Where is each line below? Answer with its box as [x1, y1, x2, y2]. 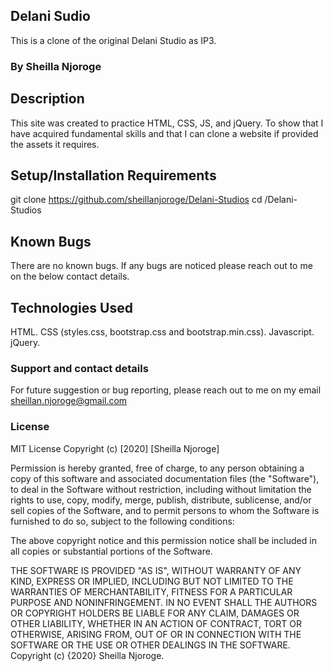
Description [10, 90, 85, 108]
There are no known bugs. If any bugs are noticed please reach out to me [10, 260, 313, 272]
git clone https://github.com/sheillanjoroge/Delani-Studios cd [10, 194, 263, 206]
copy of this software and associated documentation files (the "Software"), [10, 472, 320, 484]
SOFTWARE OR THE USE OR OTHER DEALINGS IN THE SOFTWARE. [10, 639, 291, 651]
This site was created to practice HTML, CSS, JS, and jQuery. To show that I [10, 117, 324, 129]
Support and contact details [10, 361, 149, 375]
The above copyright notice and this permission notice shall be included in [10, 534, 317, 546]
